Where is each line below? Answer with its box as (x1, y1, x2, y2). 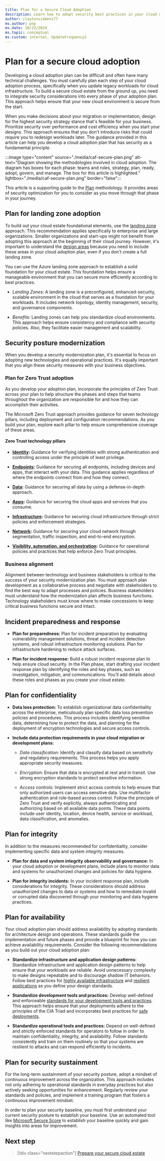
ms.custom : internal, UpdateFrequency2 (5, 35, 87, 40)
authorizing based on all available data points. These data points (19, 805, 150, 811)
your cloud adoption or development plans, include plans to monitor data (12, 863, 160, 869)
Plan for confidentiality (5, 691, 77, 700)
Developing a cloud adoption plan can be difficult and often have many (5, 72, 148, 78)
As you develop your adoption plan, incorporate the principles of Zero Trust (5, 386, 158, 392)
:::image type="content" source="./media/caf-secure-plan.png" (5, 154, 134, 160)
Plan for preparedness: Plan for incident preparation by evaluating (12, 631, 147, 636)
